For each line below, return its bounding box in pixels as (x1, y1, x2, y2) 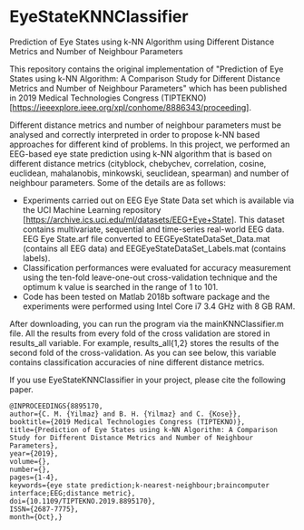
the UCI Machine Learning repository (22, 204, 162, 215)
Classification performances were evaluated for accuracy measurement (22, 262, 291, 273)
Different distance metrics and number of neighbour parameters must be (9, 120, 281, 130)
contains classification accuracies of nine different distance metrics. (9, 356, 265, 368)
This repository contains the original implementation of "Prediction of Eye (9, 63, 284, 74)
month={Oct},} (9, 512, 64, 522)
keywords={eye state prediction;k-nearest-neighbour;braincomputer (9, 480, 270, 490)
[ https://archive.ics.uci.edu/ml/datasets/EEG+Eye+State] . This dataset (22, 214, 286, 225)
